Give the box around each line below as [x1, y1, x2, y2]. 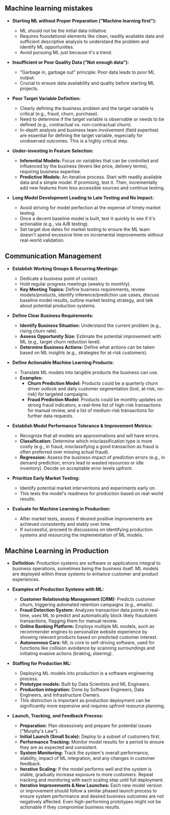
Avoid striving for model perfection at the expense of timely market [19, 204, 161, 211]
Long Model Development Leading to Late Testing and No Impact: [12, 194, 154, 201]
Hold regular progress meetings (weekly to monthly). [19, 281, 131, 287]
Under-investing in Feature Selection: [12, 148, 94, 154]
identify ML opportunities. [19, 43, 75, 50]
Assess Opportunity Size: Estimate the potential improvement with [19, 333, 161, 339]
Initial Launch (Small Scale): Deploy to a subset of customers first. [19, 733, 161, 740]
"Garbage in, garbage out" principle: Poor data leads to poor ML [19, 69, 155, 75]
